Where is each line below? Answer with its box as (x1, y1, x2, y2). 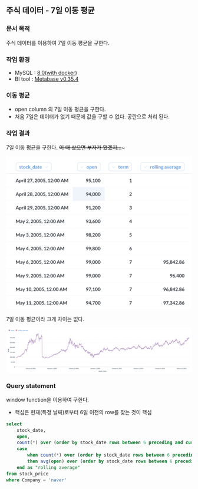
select (6, 421, 22, 427)
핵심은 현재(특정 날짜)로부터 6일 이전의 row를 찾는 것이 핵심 (14, 408, 152, 415)
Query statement (6, 382, 56, 390)
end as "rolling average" (16, 464, 81, 470)
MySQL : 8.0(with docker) (14, 69, 78, 76)
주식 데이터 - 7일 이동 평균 (6, 5, 95, 16)
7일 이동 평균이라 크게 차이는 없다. (6, 315, 84, 322)
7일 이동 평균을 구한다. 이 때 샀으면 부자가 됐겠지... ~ (6, 144, 126, 151)
